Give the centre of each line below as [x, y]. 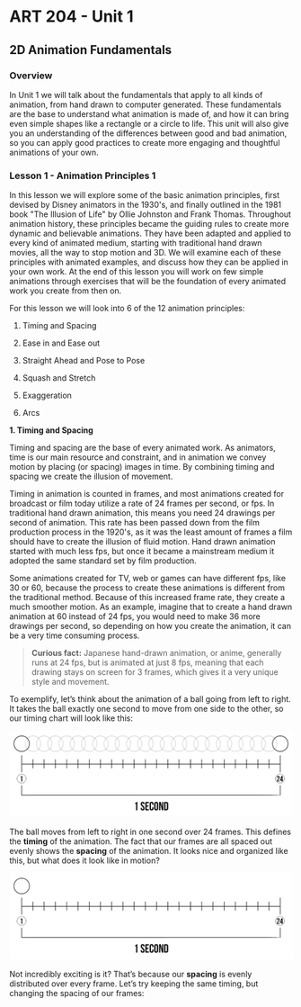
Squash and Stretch [59, 378]
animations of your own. [54, 152]
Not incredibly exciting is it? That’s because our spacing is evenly [131, 975]
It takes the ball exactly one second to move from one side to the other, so [146, 709]
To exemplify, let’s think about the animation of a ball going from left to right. [150, 699]
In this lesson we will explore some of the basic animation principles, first [145, 195]
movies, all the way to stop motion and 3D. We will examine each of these [145, 253]
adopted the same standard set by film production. [103, 561]
